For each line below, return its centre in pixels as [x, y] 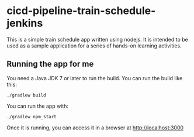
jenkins [25, 23]
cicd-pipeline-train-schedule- [81, 11]
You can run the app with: [38, 106]
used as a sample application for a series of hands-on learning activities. [94, 46]
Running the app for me [50, 64]
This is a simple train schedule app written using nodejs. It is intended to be [98, 39]
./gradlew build [26, 95]
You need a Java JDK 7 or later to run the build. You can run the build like [95, 78]
